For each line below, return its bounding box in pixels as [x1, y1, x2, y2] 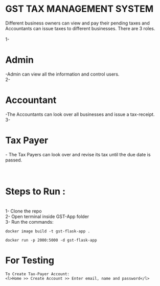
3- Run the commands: [5, 219, 54, 225]
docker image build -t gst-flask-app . [5, 228, 90, 234]
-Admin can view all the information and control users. [5, 71, 120, 77]
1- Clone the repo [5, 208, 42, 214]
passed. [5, 157, 22, 163]
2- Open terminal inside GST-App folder [5, 213, 89, 220]
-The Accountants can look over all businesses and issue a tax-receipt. [5, 111, 155, 117]
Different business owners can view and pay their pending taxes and [5, 20, 150, 26]
